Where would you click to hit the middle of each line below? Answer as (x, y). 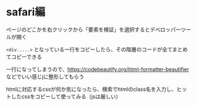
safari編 (26, 12)
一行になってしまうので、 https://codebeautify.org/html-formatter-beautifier (98, 69)
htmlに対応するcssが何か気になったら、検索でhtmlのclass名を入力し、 (91, 89)
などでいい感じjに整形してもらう (45, 77)
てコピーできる (24, 57)
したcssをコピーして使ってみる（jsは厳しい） (66, 96)
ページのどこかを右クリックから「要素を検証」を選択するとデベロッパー (94, 29)
